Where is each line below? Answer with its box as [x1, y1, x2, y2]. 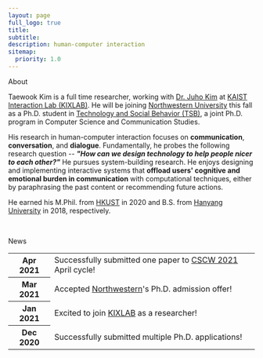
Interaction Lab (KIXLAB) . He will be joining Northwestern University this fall [8, 100, 253, 110]
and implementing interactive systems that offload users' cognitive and [8, 166, 240, 175]
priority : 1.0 [15, 56, 61, 64]
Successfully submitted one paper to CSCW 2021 [54, 254, 239, 265]
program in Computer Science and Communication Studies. [8, 117, 200, 126]
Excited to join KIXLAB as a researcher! [54, 307, 197, 318]
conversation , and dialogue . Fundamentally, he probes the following [8, 141, 230, 150]
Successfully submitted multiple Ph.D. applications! [54, 331, 243, 342]
